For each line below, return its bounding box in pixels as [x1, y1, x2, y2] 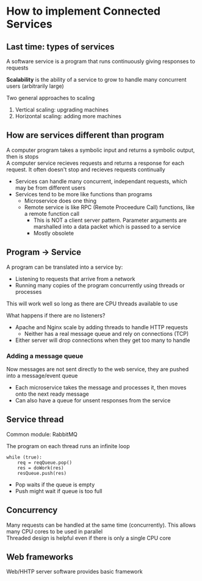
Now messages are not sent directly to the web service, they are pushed [6, 365, 189, 372]
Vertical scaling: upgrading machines [15, 106, 109, 113]
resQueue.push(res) [17, 470, 67, 476]
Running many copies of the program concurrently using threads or [15, 282, 185, 289]
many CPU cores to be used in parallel [6, 527, 103, 535]
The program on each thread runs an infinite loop [6, 442, 130, 449]
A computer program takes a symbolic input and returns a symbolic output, [6, 146, 195, 154]
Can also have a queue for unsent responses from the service [15, 396, 171, 404]
